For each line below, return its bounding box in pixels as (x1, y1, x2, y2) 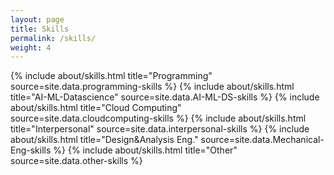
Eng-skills (10, 144, 52, 156)
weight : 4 (10, 42, 52, 53)
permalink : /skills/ (10, 33, 97, 43)
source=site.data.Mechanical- (200, 134, 325, 146)
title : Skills (10, 24, 70, 34)
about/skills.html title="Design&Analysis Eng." (10, 134, 199, 146)
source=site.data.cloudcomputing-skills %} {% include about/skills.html (10, 112, 307, 125)
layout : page (10, 14, 65, 25)
